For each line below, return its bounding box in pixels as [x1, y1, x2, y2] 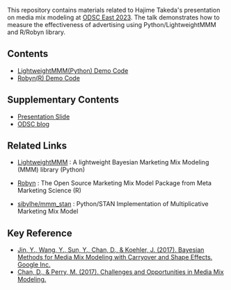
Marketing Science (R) [17, 187, 82, 195]
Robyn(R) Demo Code [17, 74, 80, 82]
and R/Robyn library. [7, 28, 66, 36]
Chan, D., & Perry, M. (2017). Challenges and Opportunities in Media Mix [17, 268, 224, 276]
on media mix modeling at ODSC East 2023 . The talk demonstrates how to [7, 13, 221, 22]
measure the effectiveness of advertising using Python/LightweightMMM [7, 21, 217, 28]
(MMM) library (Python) [17, 166, 86, 174]
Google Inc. [17, 260, 51, 269]
